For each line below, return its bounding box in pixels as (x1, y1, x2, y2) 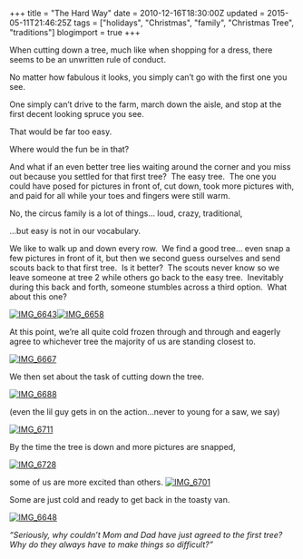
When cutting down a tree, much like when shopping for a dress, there (9, 44, 273, 55)
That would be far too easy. (9, 126, 112, 137)
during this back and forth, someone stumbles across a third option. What (9, 281, 288, 292)
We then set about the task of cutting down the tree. (9, 371, 205, 382)
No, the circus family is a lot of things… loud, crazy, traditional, (9, 208, 243, 219)
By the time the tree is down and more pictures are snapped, (9, 442, 236, 452)
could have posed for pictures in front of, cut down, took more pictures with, (9, 181, 295, 191)
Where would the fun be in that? (9, 144, 130, 154)
